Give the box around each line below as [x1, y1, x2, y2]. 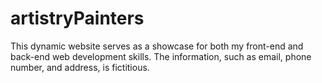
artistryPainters [10, 7, 145, 30]
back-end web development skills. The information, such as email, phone [10, 50, 312, 62]
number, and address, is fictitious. [10, 61, 150, 73]
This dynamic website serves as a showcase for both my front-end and [10, 40, 304, 52]
